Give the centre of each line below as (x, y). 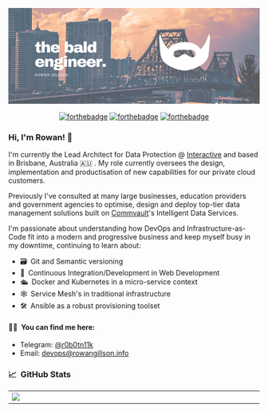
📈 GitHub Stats (40, 374)
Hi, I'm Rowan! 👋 (41, 137)
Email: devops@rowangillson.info (74, 353)
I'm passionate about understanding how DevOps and (97, 228)
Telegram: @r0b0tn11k (57, 345)
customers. (27, 180)
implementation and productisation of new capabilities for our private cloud (132, 172)
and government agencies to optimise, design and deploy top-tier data (124, 204)
